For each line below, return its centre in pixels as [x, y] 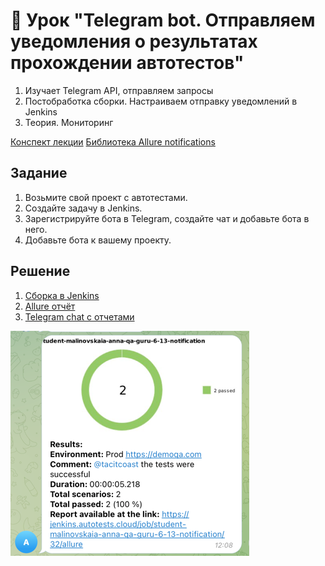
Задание [39, 173]
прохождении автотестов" [127, 63]
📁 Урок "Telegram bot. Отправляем [163, 20]
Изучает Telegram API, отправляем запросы [119, 90]
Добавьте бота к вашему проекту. [98, 240]
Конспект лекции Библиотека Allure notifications [113, 141]
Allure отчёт [50, 306]
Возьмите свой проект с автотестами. [106, 197]
